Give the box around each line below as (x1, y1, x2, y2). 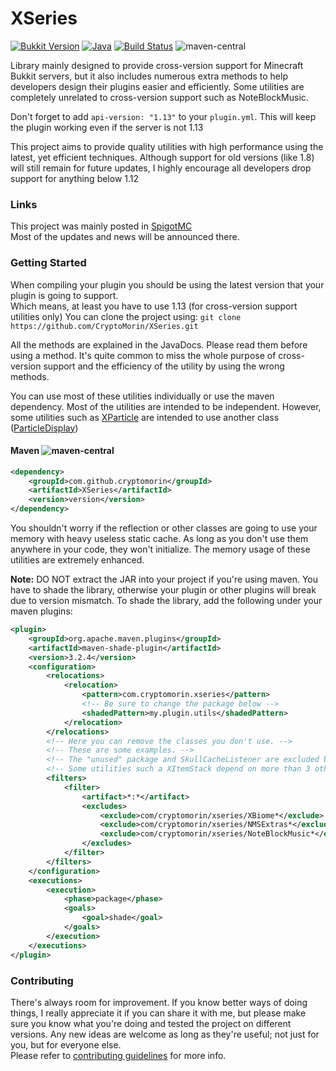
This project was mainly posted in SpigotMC (10, 220, 193, 232)
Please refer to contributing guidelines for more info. (10, 1049, 227, 1061)
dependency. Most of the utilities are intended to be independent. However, (10, 400, 322, 412)
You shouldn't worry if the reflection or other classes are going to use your (10, 522, 318, 534)
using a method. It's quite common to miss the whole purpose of (10, 349, 277, 361)
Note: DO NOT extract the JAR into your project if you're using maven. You (10, 573, 319, 586)
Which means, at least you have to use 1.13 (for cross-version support (10, 300, 298, 312)
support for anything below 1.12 (10, 172, 140, 184)
